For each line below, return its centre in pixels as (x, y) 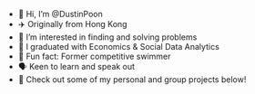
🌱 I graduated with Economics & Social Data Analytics (119, 47)
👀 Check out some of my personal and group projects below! (132, 80)
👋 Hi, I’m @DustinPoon (60, 14)
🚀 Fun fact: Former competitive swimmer (94, 56)
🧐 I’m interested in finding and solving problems (107, 37)
